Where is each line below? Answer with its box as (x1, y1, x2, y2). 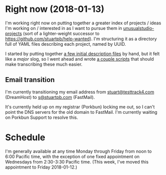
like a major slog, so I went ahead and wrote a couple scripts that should (5, 56, 154, 62)
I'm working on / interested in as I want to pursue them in (5, 25, 122, 31)
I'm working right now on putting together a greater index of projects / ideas (5, 20, 162, 26)
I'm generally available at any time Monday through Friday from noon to (5, 148, 152, 154)
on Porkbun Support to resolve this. (5, 114, 78, 120)
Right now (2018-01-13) (5, 3, 105, 15)
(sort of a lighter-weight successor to (23, 30, 100, 36)
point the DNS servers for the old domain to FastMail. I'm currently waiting (5, 109, 158, 115)
